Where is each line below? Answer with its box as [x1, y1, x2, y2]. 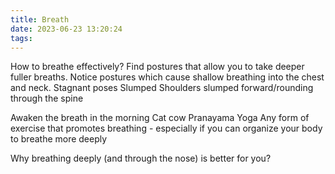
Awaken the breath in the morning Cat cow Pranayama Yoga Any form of [10, 112, 310, 124]
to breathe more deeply [10, 133, 108, 145]
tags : [10, 33, 33, 43]
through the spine [10, 92, 84, 105]
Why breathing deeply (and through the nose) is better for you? [10, 152, 272, 165]
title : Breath [10, 14, 70, 25]
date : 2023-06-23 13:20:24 [10, 24, 123, 34]
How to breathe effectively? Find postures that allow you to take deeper [10, 61, 305, 73]
